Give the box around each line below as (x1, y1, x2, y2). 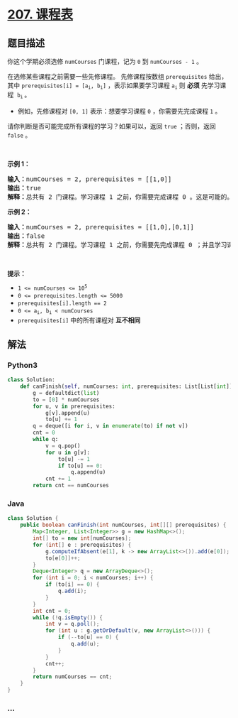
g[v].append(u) (45, 409, 91, 416)
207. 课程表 (7, 6, 73, 23)
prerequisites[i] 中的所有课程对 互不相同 (17, 315, 141, 324)
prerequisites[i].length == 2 (17, 300, 108, 308)
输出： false (7, 232, 45, 240)
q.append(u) (70, 469, 106, 476)
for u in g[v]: (45, 449, 91, 456)
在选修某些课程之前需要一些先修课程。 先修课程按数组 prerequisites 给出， (7, 72, 228, 80)
